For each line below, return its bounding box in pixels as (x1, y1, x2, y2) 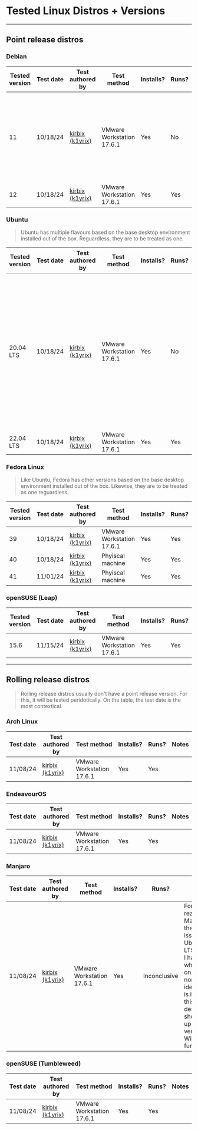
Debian (6, 52, 27, 61)
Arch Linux (6, 718, 38, 726)
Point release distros (6, 35, 84, 45)
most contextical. (20, 703, 63, 710)
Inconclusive (143, 972, 179, 980)
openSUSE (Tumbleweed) (6, 1059, 81, 1068)
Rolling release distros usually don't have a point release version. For (20, 690, 187, 698)
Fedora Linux (6, 462, 44, 471)
